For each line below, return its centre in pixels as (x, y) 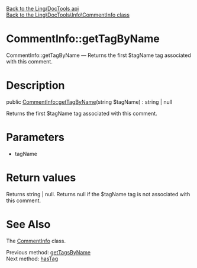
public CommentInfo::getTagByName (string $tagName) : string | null (89, 102)
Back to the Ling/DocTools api (43, 9)
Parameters (35, 137)
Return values (41, 178)
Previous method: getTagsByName (48, 252)
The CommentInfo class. (36, 241)
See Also (28, 224)
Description (35, 86)
